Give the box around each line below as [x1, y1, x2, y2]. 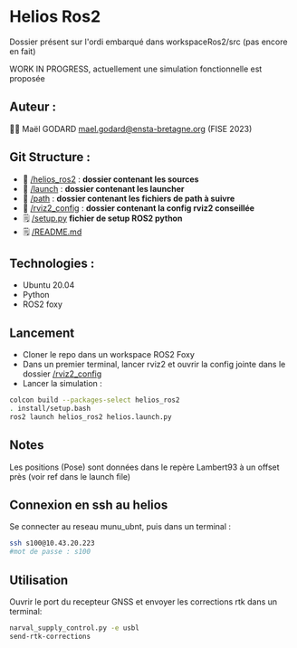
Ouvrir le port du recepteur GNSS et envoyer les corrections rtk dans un [9, 596, 278, 607]
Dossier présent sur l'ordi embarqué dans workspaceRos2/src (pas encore [9, 36, 288, 47]
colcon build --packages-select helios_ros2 [9, 395, 180, 405]
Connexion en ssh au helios [9, 498, 168, 513]
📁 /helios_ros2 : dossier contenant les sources [22, 174, 199, 185]
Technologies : [9, 255, 95, 271]
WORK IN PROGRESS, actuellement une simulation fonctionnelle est [9, 63, 263, 74]
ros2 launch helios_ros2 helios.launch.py [9, 412, 172, 422]
